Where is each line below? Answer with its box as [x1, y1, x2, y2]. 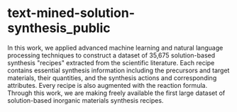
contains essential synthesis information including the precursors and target [7, 66, 230, 74]
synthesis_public [7, 20, 111, 36]
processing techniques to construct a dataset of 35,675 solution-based [7, 51, 216, 60]
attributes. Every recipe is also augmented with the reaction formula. [7, 81, 208, 89]
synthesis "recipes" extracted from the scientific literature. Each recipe [7, 58, 215, 67]
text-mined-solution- [7, 5, 136, 21]
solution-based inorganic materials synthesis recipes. [7, 96, 164, 104]
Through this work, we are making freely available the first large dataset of [7, 89, 226, 97]
